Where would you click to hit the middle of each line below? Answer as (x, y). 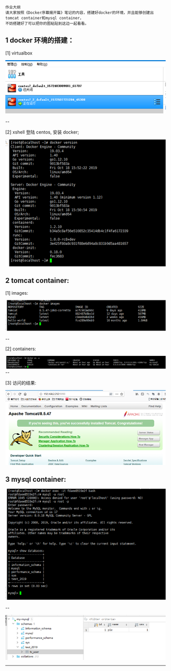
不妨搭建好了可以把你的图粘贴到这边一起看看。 (47, 23)
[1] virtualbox (19, 53)
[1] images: (17, 293)
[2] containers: (21, 349)
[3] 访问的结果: (21, 383)
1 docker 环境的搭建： (40, 41)
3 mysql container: (36, 479)
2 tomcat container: (37, 281)
